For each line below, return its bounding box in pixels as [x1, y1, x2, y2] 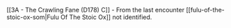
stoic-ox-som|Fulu [6, 13, 60, 21]
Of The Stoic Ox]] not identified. [61, 13, 152, 21]
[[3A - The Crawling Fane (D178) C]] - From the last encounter [6, 6, 185, 14]
